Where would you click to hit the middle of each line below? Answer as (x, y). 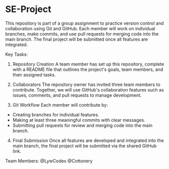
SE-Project (28, 9)
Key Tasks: (16, 54)
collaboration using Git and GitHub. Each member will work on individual (80, 28)
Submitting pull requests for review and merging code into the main (82, 125)
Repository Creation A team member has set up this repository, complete (88, 64)
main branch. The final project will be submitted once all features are (77, 39)
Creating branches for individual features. (56, 115)
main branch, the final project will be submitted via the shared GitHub (84, 146)
